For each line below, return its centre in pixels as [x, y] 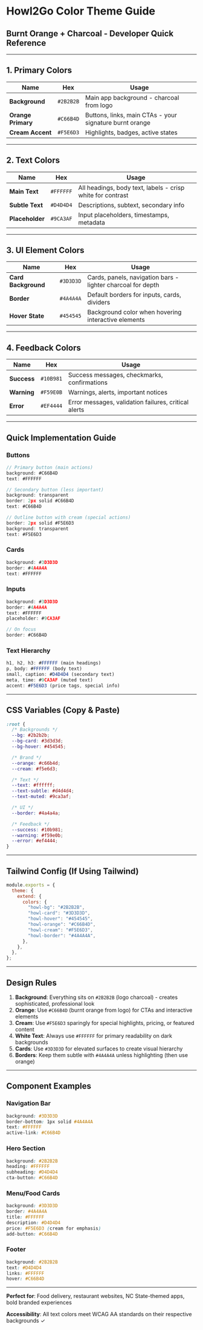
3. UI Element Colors [45, 250]
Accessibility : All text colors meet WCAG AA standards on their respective [99, 1314]
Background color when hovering [134, 312]
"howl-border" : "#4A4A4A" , [62, 935]
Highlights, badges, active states [131, 133]
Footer [16, 1250]
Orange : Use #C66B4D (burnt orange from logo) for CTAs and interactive [104, 1010]
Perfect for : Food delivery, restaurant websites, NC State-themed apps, [95, 1296]
